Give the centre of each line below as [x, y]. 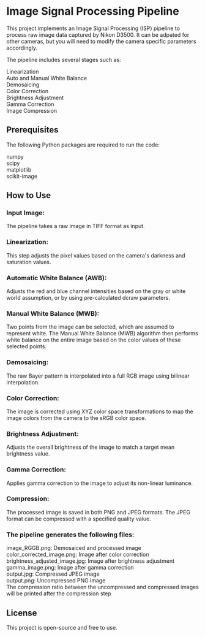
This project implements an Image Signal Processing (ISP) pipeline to [93, 28]
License [22, 613]
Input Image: [25, 213]
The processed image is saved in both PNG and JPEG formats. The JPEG [99, 512]
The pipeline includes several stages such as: [64, 59]
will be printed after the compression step [59, 593]
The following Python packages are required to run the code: [83, 145]
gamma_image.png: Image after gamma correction [70, 568]
